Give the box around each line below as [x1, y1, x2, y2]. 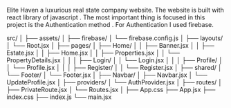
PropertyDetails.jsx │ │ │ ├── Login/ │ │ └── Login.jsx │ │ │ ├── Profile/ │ [6, 56, 223, 64]
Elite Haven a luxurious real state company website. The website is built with [6, 6, 224, 14]
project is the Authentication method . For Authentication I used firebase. [6, 21, 214, 28]
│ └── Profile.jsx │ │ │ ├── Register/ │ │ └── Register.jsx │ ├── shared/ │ [6, 64, 222, 71]
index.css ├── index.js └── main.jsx [6, 93, 112, 101]
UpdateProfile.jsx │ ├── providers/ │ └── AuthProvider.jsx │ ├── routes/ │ [6, 78, 223, 86]
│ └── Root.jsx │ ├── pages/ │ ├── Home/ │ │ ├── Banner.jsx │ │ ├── [6, 42, 215, 49]
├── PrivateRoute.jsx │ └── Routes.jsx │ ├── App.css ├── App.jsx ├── [6, 86, 216, 93]
